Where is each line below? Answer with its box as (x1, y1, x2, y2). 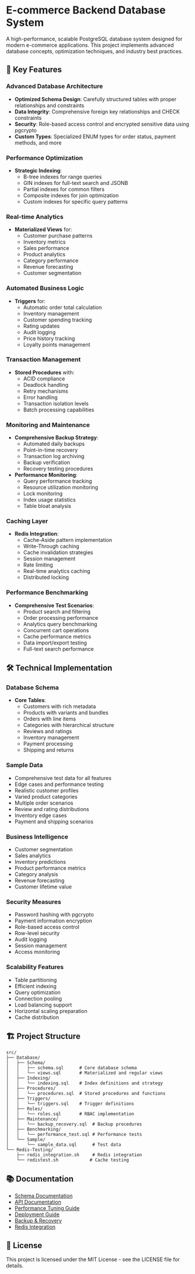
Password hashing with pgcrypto (14, 911, 95, 918)
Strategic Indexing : (14, 167, 62, 174)
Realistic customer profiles (14, 787, 79, 794)
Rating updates (23, 322, 60, 329)
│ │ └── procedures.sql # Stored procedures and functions (6, 1091, 166, 1097)
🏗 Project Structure (6, 1031, 81, 1041)
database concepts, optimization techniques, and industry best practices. (6, 47, 183, 54)
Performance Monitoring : (14, 472, 78, 479)
